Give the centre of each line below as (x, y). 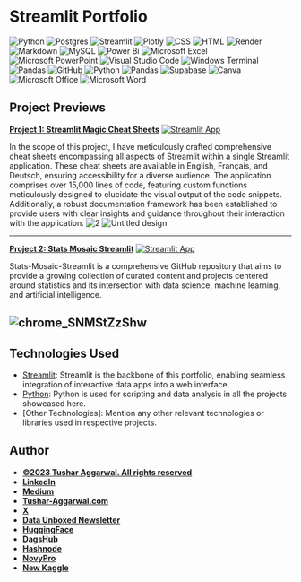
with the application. (47, 222)
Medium (38, 491)
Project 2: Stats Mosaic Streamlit (72, 248)
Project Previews (57, 108)
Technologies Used (64, 353)
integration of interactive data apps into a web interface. (126, 384)
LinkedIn (39, 482)
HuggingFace (48, 529)
